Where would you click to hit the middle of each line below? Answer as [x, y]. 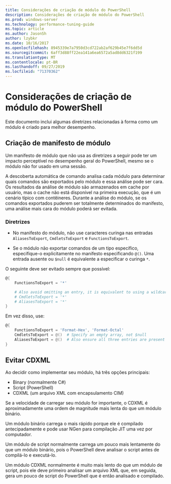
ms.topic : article [25, 29]
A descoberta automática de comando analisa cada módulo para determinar [85, 176]
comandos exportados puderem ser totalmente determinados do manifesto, [85, 203]
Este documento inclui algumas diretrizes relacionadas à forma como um [82, 122]
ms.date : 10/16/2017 [27, 43]
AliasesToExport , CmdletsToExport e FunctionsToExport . [71, 238]
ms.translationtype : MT [31, 57]
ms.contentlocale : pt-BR [32, 62]
